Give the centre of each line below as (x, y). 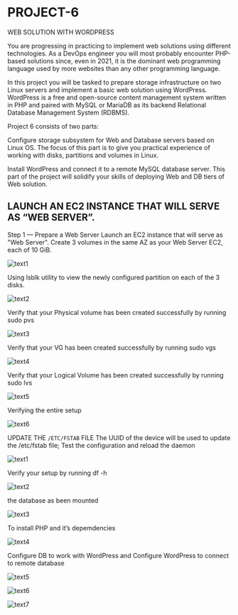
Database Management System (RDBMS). (69, 112)
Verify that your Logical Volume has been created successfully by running (115, 375)
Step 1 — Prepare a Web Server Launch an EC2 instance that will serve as (115, 235)
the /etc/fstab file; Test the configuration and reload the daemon (101, 445)
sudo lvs (20, 383)
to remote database (36, 563)
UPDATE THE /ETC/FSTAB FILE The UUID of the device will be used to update (119, 437)
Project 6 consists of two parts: (53, 126)
